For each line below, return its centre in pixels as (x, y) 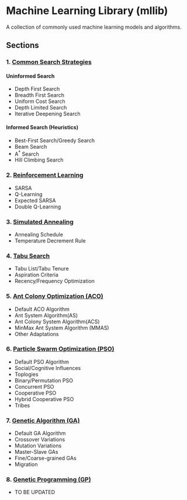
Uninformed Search (30, 76)
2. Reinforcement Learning (45, 175)
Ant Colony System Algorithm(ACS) (57, 321)
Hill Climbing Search (39, 160)
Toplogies (27, 374)
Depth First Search (37, 89)
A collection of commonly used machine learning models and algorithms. (94, 27)
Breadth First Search (39, 95)
